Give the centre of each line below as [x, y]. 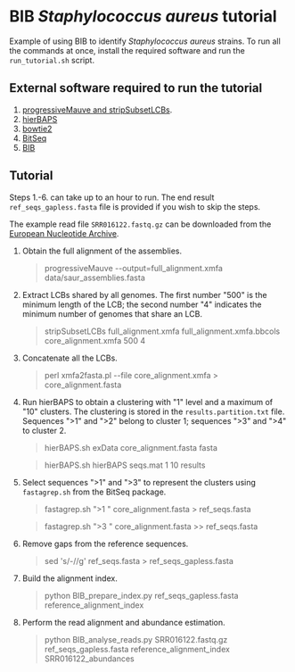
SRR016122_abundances [90, 659]
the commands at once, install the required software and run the [127, 50]
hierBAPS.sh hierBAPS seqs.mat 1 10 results [125, 465]
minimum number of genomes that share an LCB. [112, 313]
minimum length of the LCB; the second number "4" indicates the [142, 304]
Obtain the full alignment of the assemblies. [102, 251]
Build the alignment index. [70, 578]
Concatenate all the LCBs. [70, 358]
